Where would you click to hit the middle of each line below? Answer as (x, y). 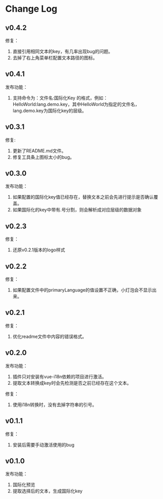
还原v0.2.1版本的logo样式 (39, 250)
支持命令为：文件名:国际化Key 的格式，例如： (60, 98)
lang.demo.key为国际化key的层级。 (50, 111)
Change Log (31, 9)
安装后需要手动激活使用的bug (43, 444)
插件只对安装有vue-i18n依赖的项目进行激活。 (59, 376)
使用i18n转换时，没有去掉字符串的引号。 (55, 404)
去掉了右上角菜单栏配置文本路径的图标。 (55, 58)
